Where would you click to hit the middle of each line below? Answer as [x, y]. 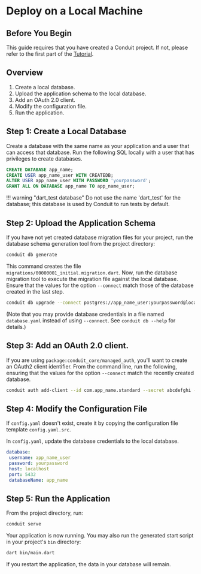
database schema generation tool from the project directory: [81, 243]
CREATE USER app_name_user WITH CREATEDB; [60, 175]
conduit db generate [32, 255]
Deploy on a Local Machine [74, 11]
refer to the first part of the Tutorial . [50, 54]
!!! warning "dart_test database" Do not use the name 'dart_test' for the [94, 198]
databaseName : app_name [38, 480]
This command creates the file [44, 266]
